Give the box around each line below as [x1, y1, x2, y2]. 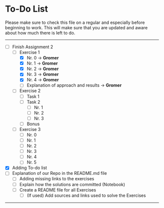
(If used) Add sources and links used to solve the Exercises [26, 192, 146, 198]
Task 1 [26, 94, 40, 99]
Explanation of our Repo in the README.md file [12, 170, 107, 176]
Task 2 [26, 99, 41, 105]
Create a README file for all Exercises [19, 187, 96, 193]
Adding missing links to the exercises [19, 176, 94, 182]
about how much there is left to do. [5, 30, 76, 36]
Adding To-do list [12, 165, 47, 171]
